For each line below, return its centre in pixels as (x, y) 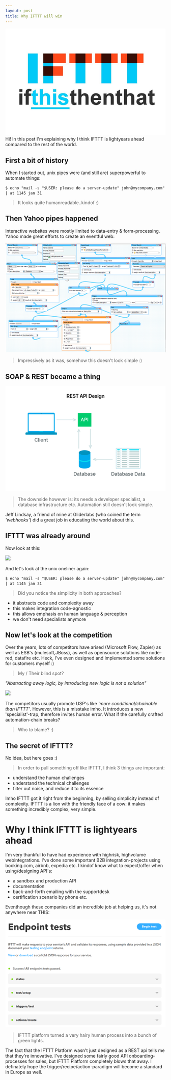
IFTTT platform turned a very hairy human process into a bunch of (87, 1035)
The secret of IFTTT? (39, 746)
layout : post (19, 11)
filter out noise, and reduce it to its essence (58, 789)
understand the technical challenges (51, 783)
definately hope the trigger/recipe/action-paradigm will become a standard (84, 1067)
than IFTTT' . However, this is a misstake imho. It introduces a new (74, 709)
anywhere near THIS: (27, 912)
